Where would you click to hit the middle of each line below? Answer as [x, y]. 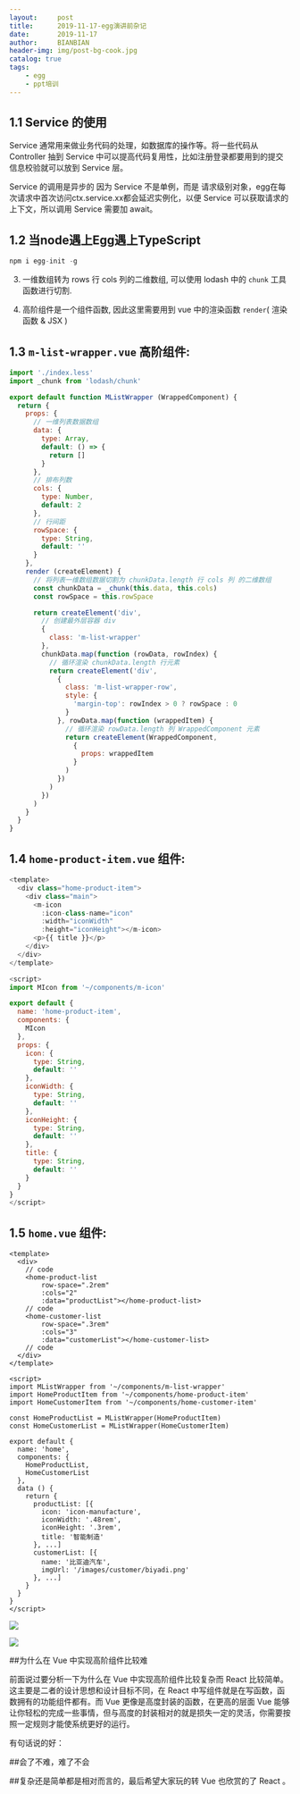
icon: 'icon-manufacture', [92, 1512]
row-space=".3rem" [75, 1325]
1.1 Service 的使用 [58, 123]
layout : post [42, 17]
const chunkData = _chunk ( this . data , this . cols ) [125, 588]
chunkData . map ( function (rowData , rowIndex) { [129, 654]
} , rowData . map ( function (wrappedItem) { [135, 720]
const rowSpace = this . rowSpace [93, 596]
